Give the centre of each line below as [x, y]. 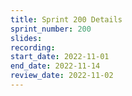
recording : [33, 47]
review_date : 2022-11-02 [62, 76]
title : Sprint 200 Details [66, 19]
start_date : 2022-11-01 [60, 57]
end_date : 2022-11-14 [55, 66]
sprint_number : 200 [51, 29]
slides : [26, 38]
